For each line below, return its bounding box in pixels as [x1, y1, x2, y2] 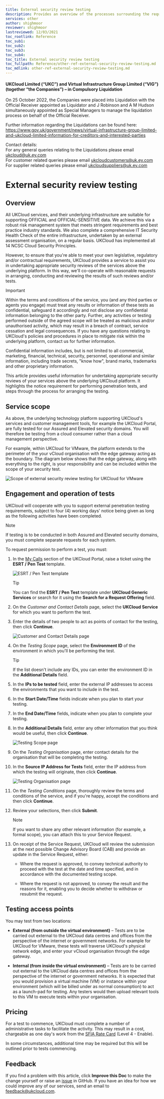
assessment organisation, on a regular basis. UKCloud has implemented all [5, 238, 155, 243]
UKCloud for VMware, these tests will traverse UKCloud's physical [12, 943, 146, 949]
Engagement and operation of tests [5, 490, 115, 498]
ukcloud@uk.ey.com [5, 152, 47, 158]
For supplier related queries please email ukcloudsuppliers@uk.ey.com [5, 163, 147, 168]
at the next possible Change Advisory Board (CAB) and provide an [12, 846, 146, 852]
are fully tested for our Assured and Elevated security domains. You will [5, 426, 149, 431]
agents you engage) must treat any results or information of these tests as [5, 302, 154, 308]
